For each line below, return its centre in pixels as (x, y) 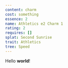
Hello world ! (18, 61)
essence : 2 (16, 19)
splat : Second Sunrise (29, 38)
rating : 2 (15, 28)
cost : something (22, 14)
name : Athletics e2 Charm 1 (34, 24)
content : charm (21, 10)
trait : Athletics (23, 42)
